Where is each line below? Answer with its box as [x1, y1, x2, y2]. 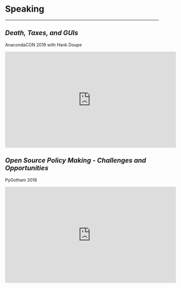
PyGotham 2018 [5, 177, 38, 183]
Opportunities [5, 164, 49, 172]
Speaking [5, 3, 45, 15]
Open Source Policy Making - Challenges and [5, 156, 146, 165]
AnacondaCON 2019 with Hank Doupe [5, 41, 82, 47]
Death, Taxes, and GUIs [5, 29, 79, 37]
